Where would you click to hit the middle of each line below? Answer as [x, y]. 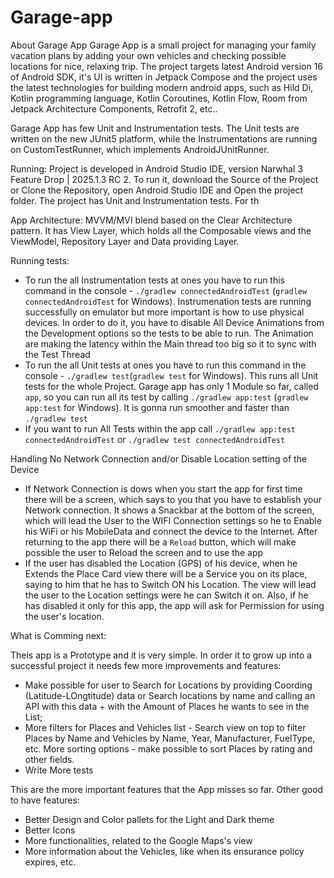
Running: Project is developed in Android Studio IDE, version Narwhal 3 [157, 168]
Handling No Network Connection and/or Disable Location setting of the [159, 458]
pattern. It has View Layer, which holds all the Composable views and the [161, 230]
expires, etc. [50, 862]
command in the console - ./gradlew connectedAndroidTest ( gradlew [166, 290]
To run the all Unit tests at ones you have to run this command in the [165, 365]
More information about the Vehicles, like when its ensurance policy [164, 851]
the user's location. [64, 616]
